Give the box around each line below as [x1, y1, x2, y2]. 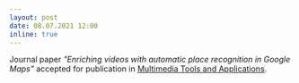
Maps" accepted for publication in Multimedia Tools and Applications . [9, 63, 268, 74]
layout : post [9, 12, 58, 22]
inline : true [9, 29, 58, 38]
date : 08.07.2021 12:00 [9, 21, 99, 30]
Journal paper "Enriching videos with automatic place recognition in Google [9, 54, 291, 65]
